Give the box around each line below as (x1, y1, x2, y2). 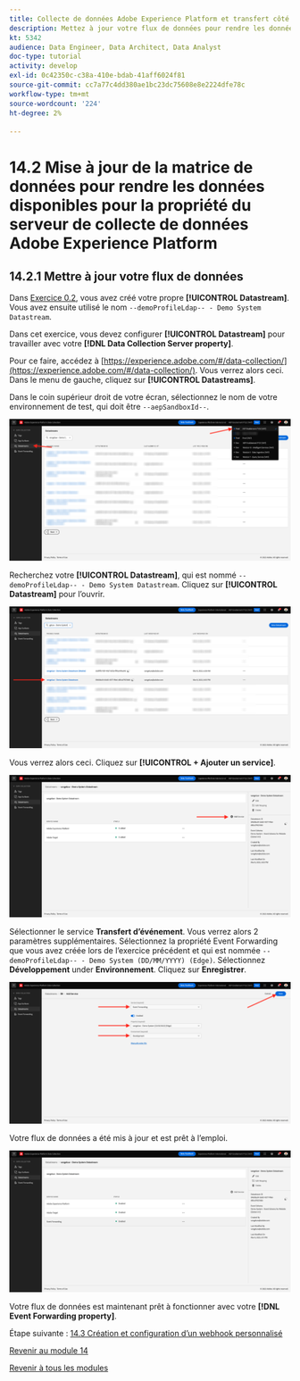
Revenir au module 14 (9, 1344, 89, 1356)
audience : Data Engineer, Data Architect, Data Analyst (9, 43, 221, 52)
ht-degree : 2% (9, 108, 62, 118)
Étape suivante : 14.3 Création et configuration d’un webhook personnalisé (9, 1327, 283, 1338)
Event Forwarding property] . (9, 1310, 118, 1321)
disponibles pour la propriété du (9, 196, 252, 216)
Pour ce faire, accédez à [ (9, 355, 104, 366)
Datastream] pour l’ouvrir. (9, 589, 105, 600)
